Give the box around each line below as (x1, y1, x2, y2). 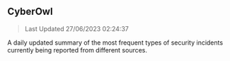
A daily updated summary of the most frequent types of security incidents (7, 38, 224, 47)
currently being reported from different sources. (7, 45, 147, 54)
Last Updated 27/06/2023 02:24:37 (24, 24, 129, 33)
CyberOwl (7, 6, 53, 18)
